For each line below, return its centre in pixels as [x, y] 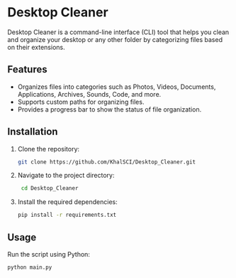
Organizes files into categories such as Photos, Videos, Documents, [117, 87]
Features [27, 69]
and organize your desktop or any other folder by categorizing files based [115, 39]
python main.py [30, 267]
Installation [33, 132]
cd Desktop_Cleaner [50, 188]
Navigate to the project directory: [66, 176]
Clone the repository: [49, 149]
